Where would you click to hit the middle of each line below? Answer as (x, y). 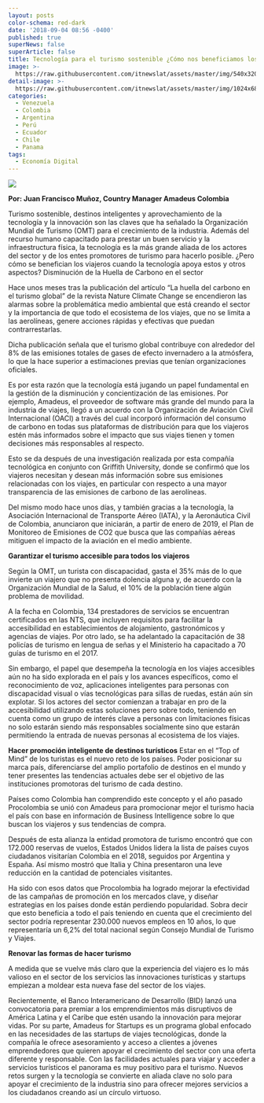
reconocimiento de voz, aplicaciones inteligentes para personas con (119, 686)
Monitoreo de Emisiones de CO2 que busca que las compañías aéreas (122, 532)
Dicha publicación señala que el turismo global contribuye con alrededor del (132, 345)
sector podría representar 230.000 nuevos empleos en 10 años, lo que (122, 921)
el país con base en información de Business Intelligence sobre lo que (121, 816)
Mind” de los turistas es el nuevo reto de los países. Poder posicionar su (125, 759)
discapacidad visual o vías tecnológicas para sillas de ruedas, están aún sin (130, 693)
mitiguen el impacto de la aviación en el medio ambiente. (100, 541)
